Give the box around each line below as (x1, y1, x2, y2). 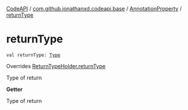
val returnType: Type (6, 52, 61, 58)
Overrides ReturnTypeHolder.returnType (6, 62, 106, 69)
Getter (6, 85, 23, 93)
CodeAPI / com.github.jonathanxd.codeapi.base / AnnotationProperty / (6, 5, 182, 12)
